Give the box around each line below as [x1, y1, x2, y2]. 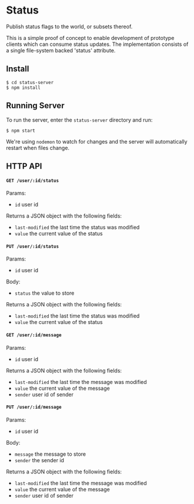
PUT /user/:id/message [6, 404, 62, 410]
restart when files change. [6, 144, 69, 151]
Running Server [6, 101, 65, 111]
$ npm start [6, 128, 35, 133]
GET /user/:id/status [6, 178, 59, 183]
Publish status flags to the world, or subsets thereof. [6, 23, 133, 30]
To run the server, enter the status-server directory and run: [6, 116, 153, 124]
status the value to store [14, 289, 75, 297]
